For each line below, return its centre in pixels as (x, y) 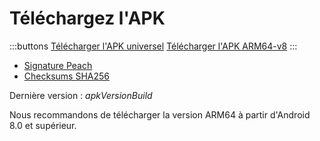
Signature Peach (58, 65)
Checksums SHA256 (66, 76)
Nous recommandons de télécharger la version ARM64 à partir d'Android (160, 114)
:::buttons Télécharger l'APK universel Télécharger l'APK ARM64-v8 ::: (153, 46)
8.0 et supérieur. (43, 125)
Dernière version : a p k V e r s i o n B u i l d (81, 95)
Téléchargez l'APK (87, 18)
